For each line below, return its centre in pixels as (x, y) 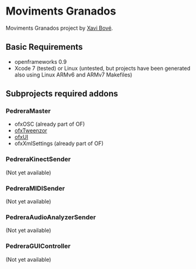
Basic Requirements (44, 47)
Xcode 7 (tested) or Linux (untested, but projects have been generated (102, 68)
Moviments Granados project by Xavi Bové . (59, 28)
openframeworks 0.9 (41, 61)
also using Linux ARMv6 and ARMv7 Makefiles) (73, 75)
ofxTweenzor (31, 131)
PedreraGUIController (38, 246)
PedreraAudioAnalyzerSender (51, 217)
